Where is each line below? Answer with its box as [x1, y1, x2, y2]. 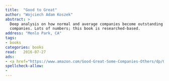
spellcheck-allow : [5, 63, 44, 68]
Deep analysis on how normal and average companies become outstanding [10, 21, 163, 27]
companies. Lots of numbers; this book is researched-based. [10, 26, 141, 31]
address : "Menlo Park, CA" [5, 31, 62, 36]
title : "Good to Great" [5, 7, 57, 13]
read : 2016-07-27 [5, 49, 46, 54]
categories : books [5, 45, 44, 50]
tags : [5, 36, 17, 41]
